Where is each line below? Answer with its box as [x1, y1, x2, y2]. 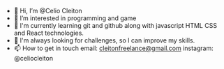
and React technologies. [13, 29, 84, 37]
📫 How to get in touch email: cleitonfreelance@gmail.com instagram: [13, 44, 214, 52]
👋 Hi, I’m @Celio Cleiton [13, 7, 82, 15]
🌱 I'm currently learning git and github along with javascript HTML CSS [13, 22, 218, 29]
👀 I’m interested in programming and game [13, 14, 137, 22]
